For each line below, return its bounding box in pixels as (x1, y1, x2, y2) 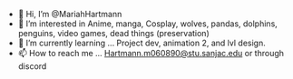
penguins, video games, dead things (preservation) (17, 28, 210, 38)
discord (17, 61, 47, 72)
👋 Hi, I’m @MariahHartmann (17, 9, 122, 19)
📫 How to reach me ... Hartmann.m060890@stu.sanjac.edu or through (17, 48, 284, 58)
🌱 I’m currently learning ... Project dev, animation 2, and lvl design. (17, 37, 266, 48)
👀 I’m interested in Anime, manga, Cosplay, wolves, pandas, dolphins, (17, 18, 278, 29)
